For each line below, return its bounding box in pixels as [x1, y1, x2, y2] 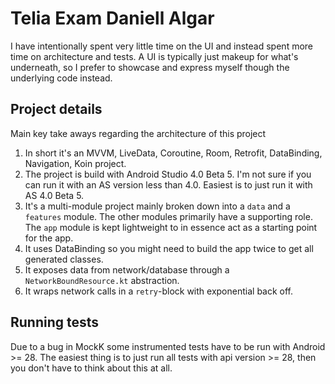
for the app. [24, 232, 74, 244]
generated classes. [24, 253, 104, 265]
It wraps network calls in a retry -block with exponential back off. [24, 285, 294, 297]
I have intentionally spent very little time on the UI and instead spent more [10, 40, 314, 52]
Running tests [10, 314, 100, 331]
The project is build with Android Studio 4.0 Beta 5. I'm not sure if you [24, 168, 312, 180]
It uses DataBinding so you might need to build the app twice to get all [24, 242, 314, 254]
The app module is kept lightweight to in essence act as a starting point [24, 221, 318, 233]
